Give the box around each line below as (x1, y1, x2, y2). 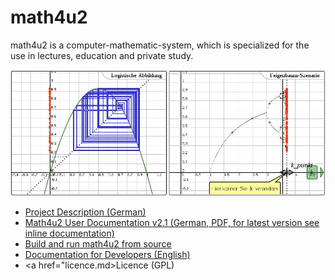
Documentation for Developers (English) (24, 248, 191, 260)
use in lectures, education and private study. (10, 49, 194, 61)
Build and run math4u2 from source (24, 237, 172, 250)
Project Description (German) (24, 206, 147, 218)
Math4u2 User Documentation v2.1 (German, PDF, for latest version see (24, 216, 320, 228)
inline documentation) (24, 227, 115, 239)
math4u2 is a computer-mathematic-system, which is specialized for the (10, 39, 310, 51)
